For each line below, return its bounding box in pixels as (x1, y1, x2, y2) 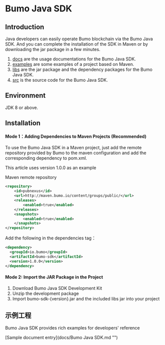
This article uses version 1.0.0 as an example (5, 165, 97, 171)
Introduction (5, 23, 45, 31)
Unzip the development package (12, 290, 79, 296)
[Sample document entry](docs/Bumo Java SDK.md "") (5, 334, 118, 340)
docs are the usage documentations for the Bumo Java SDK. (12, 56, 136, 62)
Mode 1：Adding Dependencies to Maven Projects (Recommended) (5, 133, 147, 139)
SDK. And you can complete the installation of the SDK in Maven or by (5, 41, 148, 47)
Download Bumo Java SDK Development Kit (12, 285, 103, 291)
